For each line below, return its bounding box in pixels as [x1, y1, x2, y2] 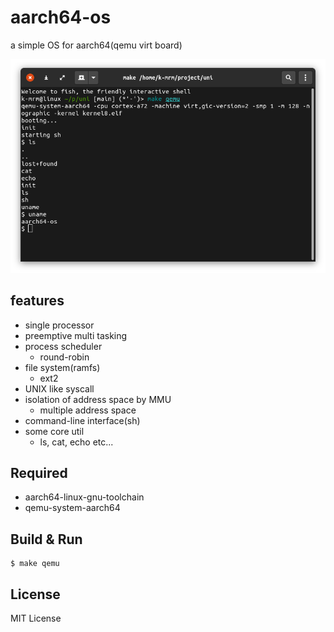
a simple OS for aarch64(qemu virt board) [10, 39, 183, 51]
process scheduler [24, 340, 103, 352]
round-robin [39, 351, 90, 363]
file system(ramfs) [24, 361, 101, 373]
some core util [24, 425, 85, 437]
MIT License [10, 612, 62, 624]
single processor [24, 319, 95, 331]
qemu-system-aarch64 [24, 502, 121, 514]
